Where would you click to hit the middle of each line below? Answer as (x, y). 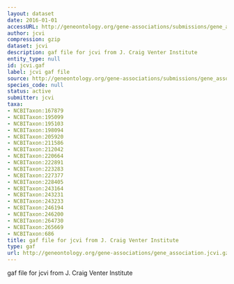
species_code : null (36, 85)
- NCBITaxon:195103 (36, 124)
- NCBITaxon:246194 (36, 208)
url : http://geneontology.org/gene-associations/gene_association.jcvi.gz (118, 253)
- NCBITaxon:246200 (36, 214)
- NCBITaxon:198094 (36, 130)
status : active (29, 91)
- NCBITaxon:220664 (36, 156)
